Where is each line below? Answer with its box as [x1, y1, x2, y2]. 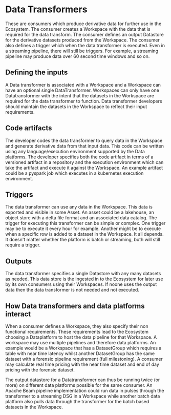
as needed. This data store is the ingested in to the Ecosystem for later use [5, 276, 163, 282]
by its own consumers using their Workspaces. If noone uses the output [5, 281, 157, 287]
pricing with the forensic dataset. [5, 367, 75, 372]
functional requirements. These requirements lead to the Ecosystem [5, 329, 148, 335]
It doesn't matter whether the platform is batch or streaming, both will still [5, 237, 160, 243]
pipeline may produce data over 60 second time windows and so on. [5, 53, 150, 59]
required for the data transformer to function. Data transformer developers [5, 98, 162, 104]
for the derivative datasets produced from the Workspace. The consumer [5, 37, 160, 43]
